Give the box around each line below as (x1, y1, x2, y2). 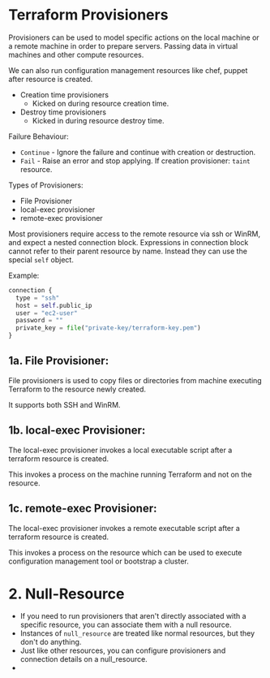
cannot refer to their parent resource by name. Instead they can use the (8, 246, 247, 256)
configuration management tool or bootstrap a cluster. (8, 556, 189, 566)
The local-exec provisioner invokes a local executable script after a (8, 445, 233, 455)
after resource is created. (8, 74, 93, 84)
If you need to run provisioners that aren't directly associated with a (19, 611, 246, 621)
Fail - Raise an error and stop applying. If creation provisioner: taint (19, 156, 251, 166)
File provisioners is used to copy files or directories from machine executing (8, 375, 262, 385)
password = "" (15, 317, 63, 325)
